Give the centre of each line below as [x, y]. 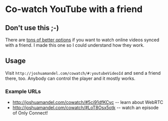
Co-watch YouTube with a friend [74, 9]
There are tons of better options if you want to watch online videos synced [82, 40]
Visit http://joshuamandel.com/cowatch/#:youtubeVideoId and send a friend [83, 73]
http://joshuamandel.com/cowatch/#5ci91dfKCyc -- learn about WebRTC [88, 102]
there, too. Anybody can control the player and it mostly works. [70, 78]
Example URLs [23, 91]
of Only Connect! [30, 113]
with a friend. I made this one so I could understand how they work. [75, 45]
